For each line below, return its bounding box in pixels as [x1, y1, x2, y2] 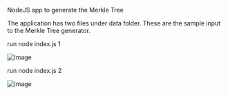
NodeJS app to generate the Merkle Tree [7, 6, 124, 14]
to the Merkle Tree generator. [7, 27, 91, 34]
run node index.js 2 [7, 67, 62, 74]
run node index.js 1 [7, 40, 61, 47]
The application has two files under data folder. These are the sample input [7, 19, 221, 27]
